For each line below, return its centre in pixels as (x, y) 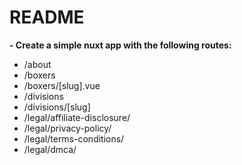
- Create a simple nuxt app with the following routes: (120, 45)
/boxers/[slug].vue (62, 85)
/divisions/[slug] (57, 107)
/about (37, 64)
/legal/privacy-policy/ (67, 128)
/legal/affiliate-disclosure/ (77, 117)
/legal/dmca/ (50, 149)
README (47, 17)
